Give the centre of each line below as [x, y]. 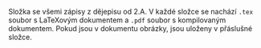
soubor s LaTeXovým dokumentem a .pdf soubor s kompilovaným [117, 20]
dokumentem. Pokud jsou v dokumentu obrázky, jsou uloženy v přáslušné [130, 28]
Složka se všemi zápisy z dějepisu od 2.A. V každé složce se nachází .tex [131, 12]
